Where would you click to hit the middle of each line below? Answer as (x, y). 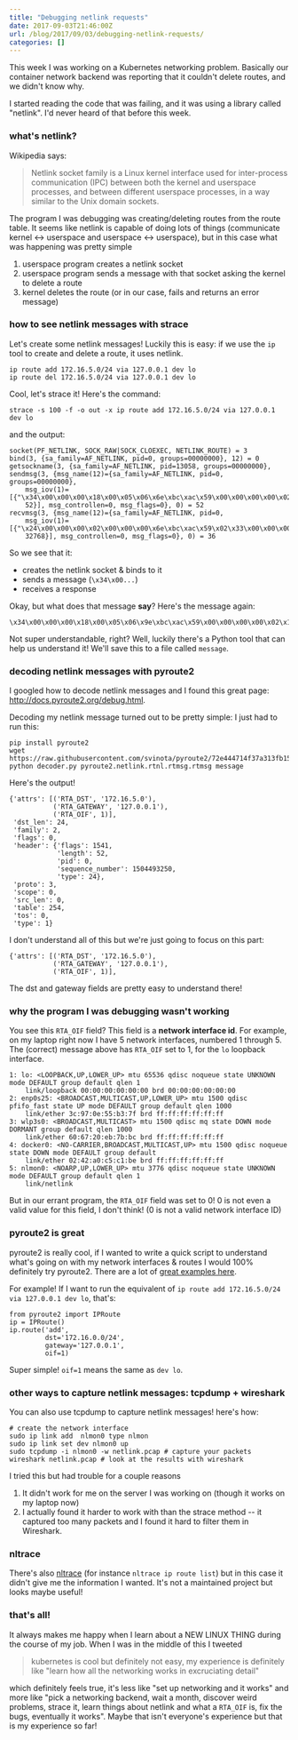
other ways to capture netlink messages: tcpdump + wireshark (147, 1393)
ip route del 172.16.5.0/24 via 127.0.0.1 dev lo (103, 377)
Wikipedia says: (38, 156)
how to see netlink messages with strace (99, 324)
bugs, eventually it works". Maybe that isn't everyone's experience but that (146, 1716)
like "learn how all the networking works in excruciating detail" (145, 1671)
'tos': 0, (31, 916)
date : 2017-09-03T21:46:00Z (61, 26)
